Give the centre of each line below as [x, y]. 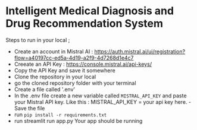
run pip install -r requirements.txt [60, 115]
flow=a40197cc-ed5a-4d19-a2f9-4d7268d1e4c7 [74, 58]
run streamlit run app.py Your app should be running [78, 121]
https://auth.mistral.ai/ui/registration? [140, 51]
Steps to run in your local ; [38, 40]
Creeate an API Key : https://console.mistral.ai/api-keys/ [83, 64]
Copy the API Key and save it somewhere [65, 70]
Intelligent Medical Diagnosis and [90, 11]
